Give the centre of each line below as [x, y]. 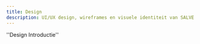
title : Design [24, 12]
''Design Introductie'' [33, 34]
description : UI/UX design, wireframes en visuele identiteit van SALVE [100, 17]
